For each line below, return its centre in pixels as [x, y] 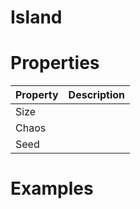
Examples [52, 188]
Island [36, 17]
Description [97, 95]
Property [37, 95]
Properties [55, 63]
